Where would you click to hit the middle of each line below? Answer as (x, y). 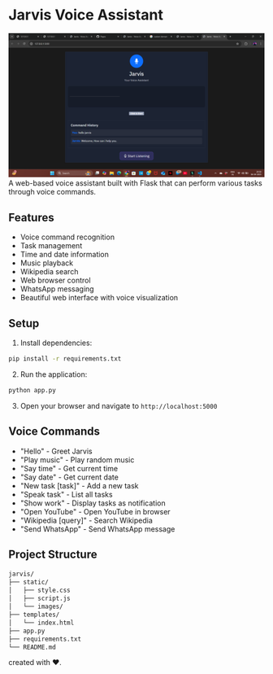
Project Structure (53, 555)
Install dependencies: (56, 343)
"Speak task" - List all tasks (66, 494)
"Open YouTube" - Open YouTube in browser (95, 511)
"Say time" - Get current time (69, 468)
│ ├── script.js (39, 599)
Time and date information (65, 255)
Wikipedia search (49, 272)
